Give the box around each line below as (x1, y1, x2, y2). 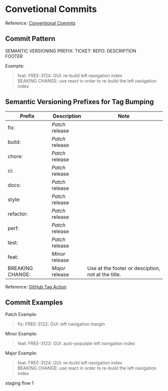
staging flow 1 (5, 380, 34, 386)
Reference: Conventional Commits (5, 20, 76, 26)
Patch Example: (5, 311, 37, 317)
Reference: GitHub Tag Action (5, 283, 66, 289)
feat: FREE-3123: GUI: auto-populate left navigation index (17, 340, 135, 346)
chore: (7, 152, 23, 159)
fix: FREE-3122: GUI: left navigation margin (17, 321, 105, 327)
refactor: (7, 210, 28, 217)
